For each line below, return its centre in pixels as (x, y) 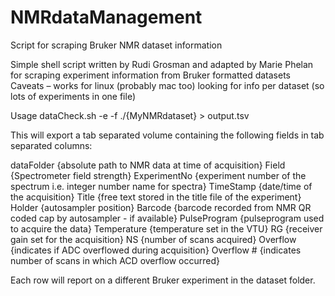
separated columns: (51, 145)
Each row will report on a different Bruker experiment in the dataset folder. (163, 280)
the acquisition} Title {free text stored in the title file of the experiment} (156, 197)
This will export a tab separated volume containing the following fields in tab (167, 135)
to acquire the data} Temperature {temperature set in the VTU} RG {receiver (166, 228)
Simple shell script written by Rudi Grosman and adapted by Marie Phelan (162, 64)
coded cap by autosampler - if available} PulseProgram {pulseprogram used (167, 218)
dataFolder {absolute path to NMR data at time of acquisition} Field (148, 165)
